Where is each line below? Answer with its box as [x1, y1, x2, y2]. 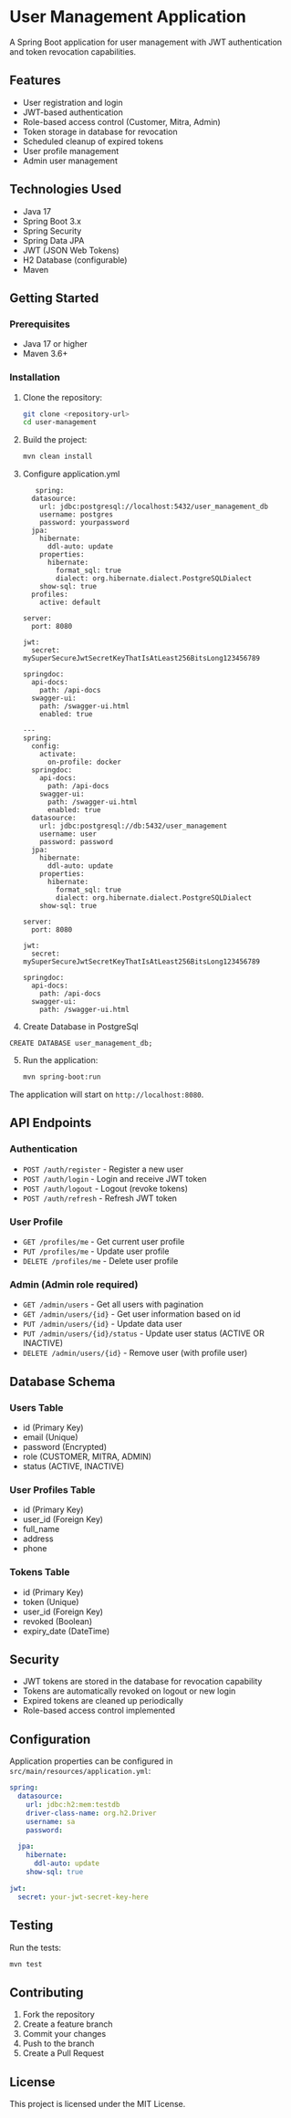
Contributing [9, 1985, 84, 2000]
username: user [39, 829, 98, 839]
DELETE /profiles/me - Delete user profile [22, 1256, 179, 1267]
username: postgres [39, 510, 114, 519]
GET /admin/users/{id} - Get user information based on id [22, 1309, 241, 1320]
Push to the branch [22, 2038, 95, 2050]
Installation [9, 371, 61, 384]
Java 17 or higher [22, 339, 88, 350]
